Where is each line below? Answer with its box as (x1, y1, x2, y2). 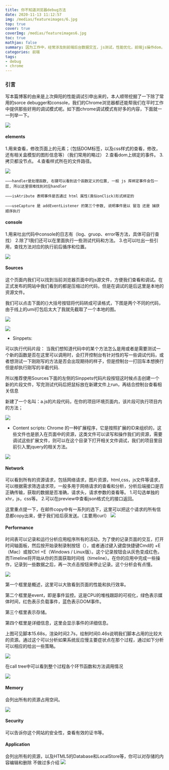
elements (5, 134, 26, 140)
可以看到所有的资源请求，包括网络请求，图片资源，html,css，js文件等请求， (5, 477, 163, 483)
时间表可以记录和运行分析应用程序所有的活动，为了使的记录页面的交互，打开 (5, 536, 164, 543)
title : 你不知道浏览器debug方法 (5, 7, 66, 13)
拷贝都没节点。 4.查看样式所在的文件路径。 (5, 158, 95, 164)
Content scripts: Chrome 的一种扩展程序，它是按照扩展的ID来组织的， (12, 425, 157, 431)
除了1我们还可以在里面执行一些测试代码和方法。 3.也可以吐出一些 (19, 237, 154, 243)
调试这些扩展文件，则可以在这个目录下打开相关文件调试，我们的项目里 (12, 437, 158, 443)
